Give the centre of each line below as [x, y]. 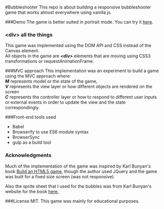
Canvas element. [22, 51]
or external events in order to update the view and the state [65, 102]
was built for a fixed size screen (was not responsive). [60, 176]
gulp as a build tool [32, 142]
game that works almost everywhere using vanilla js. [59, 12]
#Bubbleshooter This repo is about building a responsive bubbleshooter [78, 7]
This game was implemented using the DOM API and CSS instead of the [78, 45]
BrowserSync [26, 137]
